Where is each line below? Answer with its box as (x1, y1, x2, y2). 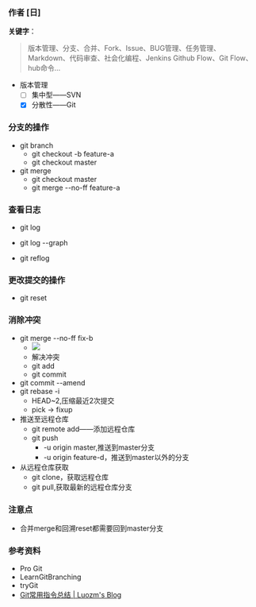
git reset (19, 293, 48, 303)
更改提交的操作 (8, 274, 66, 285)
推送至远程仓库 (19, 414, 69, 423)
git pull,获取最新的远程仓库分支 (31, 482, 132, 492)
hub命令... (27, 64, 61, 73)
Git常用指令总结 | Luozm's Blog (19, 590, 122, 600)
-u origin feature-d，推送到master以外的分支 (43, 452, 189, 462)
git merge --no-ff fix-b (19, 333, 94, 342)
